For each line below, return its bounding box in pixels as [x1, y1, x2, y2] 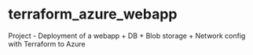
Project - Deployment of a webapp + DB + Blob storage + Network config [8, 31, 246, 40]
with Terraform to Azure [8, 39, 86, 48]
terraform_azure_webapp [8, 5, 178, 23]
